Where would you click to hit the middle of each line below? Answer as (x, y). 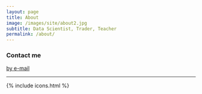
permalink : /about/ (31, 34)
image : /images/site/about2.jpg (47, 23)
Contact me (24, 55)
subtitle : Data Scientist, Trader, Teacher (62, 29)
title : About (23, 17)
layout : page (23, 12)
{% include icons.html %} (38, 86)
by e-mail (18, 68)
